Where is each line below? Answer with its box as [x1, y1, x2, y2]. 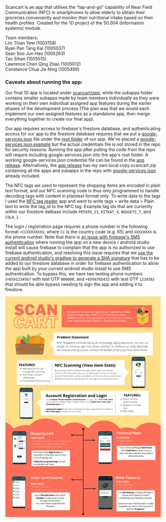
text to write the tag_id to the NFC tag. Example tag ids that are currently [5, 204, 153, 210]
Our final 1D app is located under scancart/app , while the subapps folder [5, 90, 153, 96]
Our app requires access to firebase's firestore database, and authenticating [5, 126, 161, 131]
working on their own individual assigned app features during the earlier [5, 100, 152, 106]
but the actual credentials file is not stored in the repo [51, 141, 161, 147]
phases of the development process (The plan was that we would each [5, 106, 150, 112]
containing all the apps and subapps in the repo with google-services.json [5, 168, 156, 174]
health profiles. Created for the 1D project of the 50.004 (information [5, 20, 144, 26]
